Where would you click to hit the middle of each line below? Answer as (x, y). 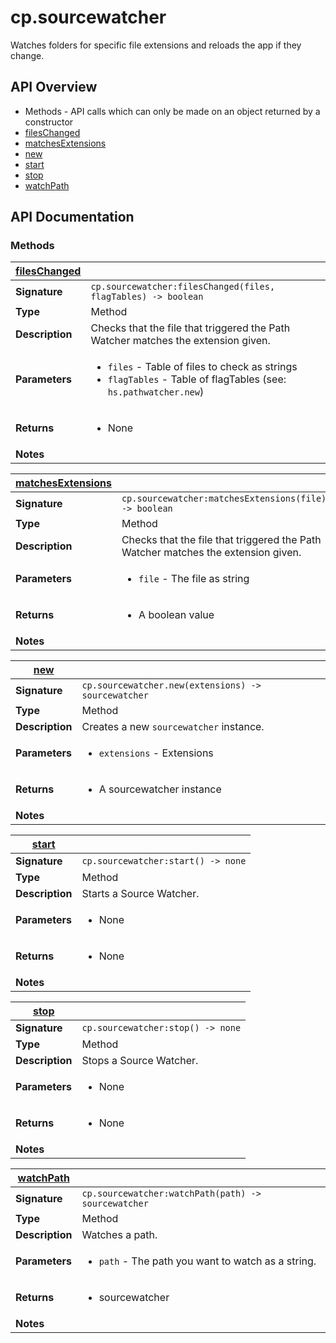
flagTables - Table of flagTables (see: (197, 379)
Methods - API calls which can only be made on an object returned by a (172, 111)
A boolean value (176, 615)
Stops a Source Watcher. (140, 1061)
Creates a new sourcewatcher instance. (173, 727)
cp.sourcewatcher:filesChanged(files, (183, 287)
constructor (49, 122)
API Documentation (72, 217)
